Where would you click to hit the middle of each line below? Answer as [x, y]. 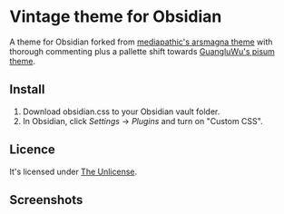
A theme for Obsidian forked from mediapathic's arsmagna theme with [141, 42]
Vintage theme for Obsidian [116, 17]
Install [27, 89]
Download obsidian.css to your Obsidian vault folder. [121, 112]
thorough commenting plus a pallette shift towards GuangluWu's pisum [142, 51]
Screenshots [46, 200]
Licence [33, 150]
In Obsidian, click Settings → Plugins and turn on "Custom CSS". [142, 121]
